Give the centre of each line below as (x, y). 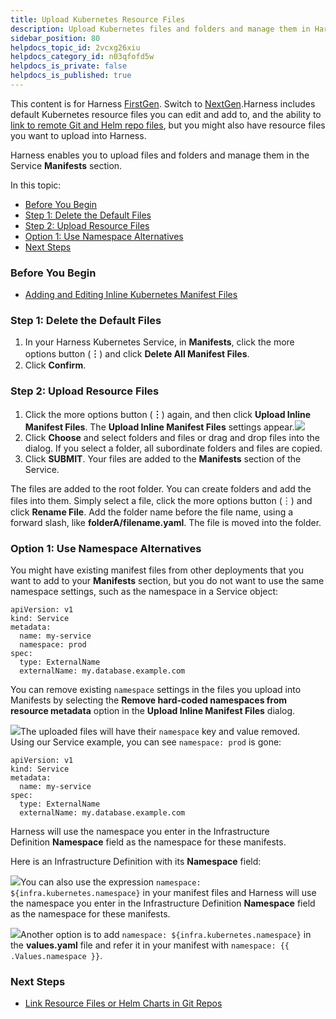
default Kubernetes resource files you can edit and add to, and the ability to (166, 114)
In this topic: (36, 185)
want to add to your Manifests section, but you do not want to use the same (167, 581)
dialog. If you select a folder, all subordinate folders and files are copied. (173, 448)
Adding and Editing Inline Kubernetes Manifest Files (131, 295)
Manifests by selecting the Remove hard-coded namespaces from (149, 700)
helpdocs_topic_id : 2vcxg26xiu (75, 47)
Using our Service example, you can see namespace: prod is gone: (146, 742)
